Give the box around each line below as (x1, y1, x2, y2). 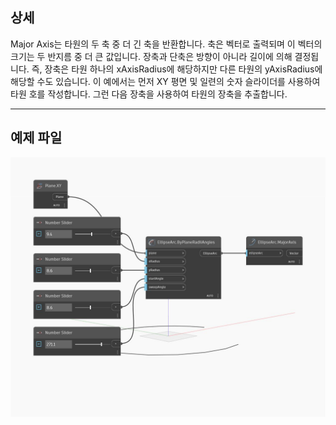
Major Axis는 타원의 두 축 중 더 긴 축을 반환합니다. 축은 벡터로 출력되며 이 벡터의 (10, 38, 323, 50)
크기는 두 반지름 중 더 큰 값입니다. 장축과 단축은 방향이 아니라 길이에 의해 (10, 50, 293, 62)
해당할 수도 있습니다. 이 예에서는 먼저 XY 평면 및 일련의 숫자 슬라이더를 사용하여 (10, 75, 321, 87)
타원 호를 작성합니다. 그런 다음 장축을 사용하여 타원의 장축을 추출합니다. (10, 88, 288, 100)
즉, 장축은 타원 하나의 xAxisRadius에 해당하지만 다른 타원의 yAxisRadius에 (31, 63, 323, 75)
